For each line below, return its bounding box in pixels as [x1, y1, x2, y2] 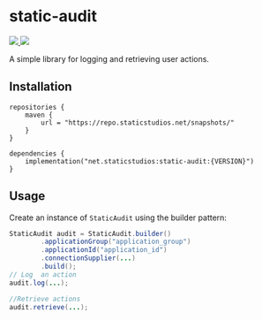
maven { [25, 110, 53, 119]
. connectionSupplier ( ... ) [41, 254, 137, 263]
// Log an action [9, 270, 77, 279]
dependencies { [9, 149, 65, 158]
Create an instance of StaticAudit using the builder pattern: [9, 212, 228, 223]
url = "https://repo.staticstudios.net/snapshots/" [41, 118, 236, 127]
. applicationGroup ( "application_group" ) [41, 237, 191, 247]
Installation [9, 80, 72, 95]
